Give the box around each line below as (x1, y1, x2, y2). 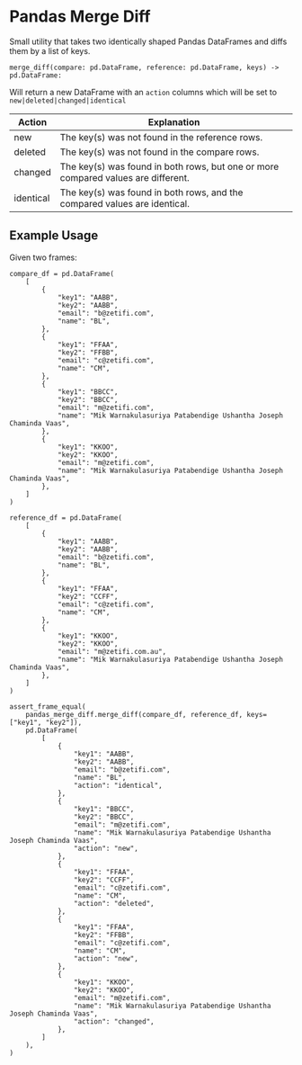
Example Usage (9, 228, 99, 244)
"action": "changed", (73, 1016, 155, 1026)
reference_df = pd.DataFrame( (9, 513, 123, 523)
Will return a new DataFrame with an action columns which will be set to (9, 86, 277, 97)
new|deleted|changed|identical (9, 96, 127, 105)
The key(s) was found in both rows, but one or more (59, 160, 280, 173)
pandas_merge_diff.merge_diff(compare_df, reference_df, (25, 710, 244, 719)
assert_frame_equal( (9, 702, 87, 711)
